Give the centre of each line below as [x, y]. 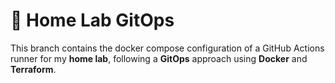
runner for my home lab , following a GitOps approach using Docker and [159, 58]
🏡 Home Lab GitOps [92, 20]
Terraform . [33, 69]
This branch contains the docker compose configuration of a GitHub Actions [167, 48]
